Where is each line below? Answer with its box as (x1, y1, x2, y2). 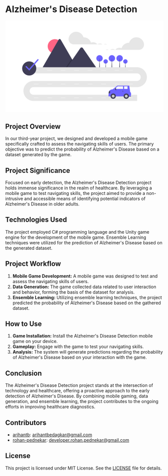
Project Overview (5, 122, 61, 130)
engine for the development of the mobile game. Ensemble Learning (5, 234, 146, 240)
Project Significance (5, 166, 70, 175)
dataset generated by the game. (5, 152, 72, 158)
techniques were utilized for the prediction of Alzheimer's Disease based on (5, 239, 162, 245)
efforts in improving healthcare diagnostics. (5, 404, 96, 410)
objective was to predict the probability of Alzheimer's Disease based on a (5, 146, 159, 152)
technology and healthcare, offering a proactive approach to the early (5, 388, 150, 394)
